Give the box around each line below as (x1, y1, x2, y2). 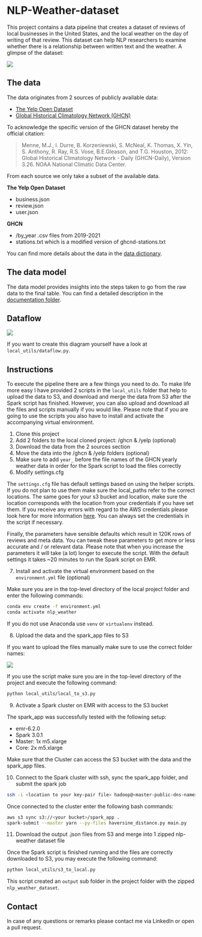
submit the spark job (15, 780, 67, 787)
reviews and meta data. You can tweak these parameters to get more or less (7, 536, 195, 544)
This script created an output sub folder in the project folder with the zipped (7, 877, 195, 885)
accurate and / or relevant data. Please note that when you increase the (7, 543, 183, 550)
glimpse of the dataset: (7, 49, 64, 56)
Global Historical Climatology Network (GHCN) (15, 112, 131, 119)
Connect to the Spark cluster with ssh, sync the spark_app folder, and (15, 773, 188, 781)
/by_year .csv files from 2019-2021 (15, 232, 101, 239)
